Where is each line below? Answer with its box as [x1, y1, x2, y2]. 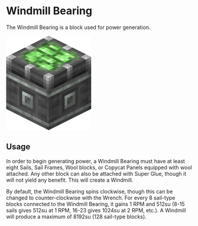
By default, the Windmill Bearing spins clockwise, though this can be [6, 188, 173, 195]
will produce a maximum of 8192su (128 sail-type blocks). [6, 213, 147, 220]
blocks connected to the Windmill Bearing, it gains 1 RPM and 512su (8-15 [6, 200, 185, 208]
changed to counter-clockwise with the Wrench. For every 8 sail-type [6, 194, 176, 201]
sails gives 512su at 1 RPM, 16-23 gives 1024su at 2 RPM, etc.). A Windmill [6, 206, 186, 214]
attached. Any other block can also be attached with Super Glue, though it [6, 170, 187, 177]
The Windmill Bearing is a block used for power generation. [6, 24, 151, 31]
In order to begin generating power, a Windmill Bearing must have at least [6, 157, 185, 164]
